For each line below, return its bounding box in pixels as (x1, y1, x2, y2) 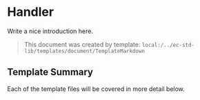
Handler (7, 4, 54, 20)
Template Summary (7, 66, 94, 78)
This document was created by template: (23, 40, 141, 48)
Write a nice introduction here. (7, 27, 93, 35)
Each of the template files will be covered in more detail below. (7, 84, 185, 93)
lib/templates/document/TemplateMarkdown (23, 48, 145, 54)
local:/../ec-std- (141, 41, 195, 48)
